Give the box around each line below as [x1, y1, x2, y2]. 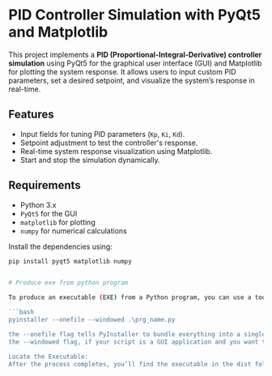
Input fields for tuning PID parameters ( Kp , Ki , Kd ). [19, 129, 185, 139]
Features [8, 108, 54, 122]
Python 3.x [19, 200, 57, 210]
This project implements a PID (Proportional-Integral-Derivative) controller [8, 49, 262, 59]
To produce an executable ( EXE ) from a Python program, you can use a [8, 293, 252, 301]
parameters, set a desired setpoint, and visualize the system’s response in [8, 75, 255, 85]
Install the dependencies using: [8, 241, 113, 251]
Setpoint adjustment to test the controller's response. [19, 138, 198, 147]
